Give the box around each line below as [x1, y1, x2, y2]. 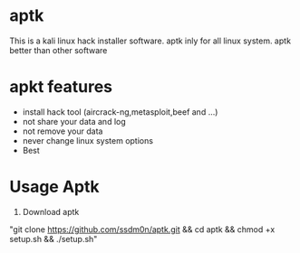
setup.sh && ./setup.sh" [9, 233, 98, 244]
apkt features [9, 77, 113, 98]
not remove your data [22, 126, 103, 136]
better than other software [9, 44, 108, 55]
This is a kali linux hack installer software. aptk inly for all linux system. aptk [9, 35, 292, 46]
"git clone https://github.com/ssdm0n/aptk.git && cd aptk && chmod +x [9, 223, 276, 235]
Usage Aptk [9, 177, 100, 197]
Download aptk [22, 206, 80, 217]
